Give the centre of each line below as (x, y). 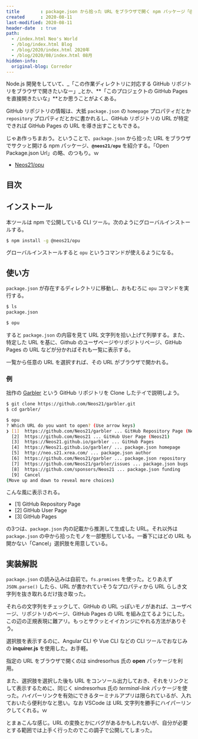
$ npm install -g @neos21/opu (43, 240)
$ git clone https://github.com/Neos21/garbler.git (71, 404)
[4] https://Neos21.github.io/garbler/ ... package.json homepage (96, 448)
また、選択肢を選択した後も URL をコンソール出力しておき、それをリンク (95, 681)
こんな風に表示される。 (34, 492)
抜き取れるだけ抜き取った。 (55, 594)
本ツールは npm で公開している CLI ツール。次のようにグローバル (85, 222)
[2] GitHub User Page (41, 510)
